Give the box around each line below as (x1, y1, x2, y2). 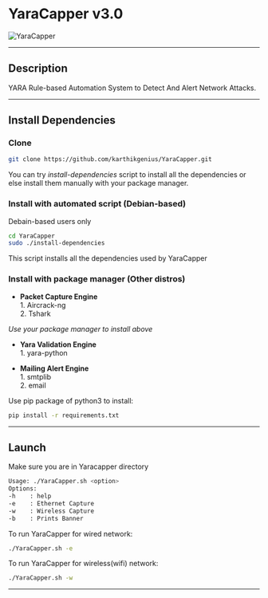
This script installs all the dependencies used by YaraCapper (8, 254, 207, 263)
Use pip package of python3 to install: (8, 395, 134, 405)
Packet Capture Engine (19, 292, 98, 301)
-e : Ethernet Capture (8, 499, 94, 507)
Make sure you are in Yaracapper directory (8, 462, 149, 471)
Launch (8, 440, 46, 454)
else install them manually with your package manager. (8, 179, 189, 188)
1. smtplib (19, 372, 52, 381)
